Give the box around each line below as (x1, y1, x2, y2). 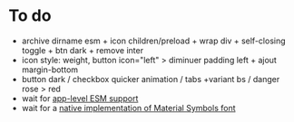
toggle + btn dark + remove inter (21, 44, 144, 55)
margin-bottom (21, 64, 79, 75)
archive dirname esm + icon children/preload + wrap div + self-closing (21, 35, 287, 46)
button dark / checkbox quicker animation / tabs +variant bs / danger (21, 73, 280, 84)
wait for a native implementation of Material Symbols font (21, 102, 236, 113)
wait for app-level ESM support (21, 92, 139, 104)
